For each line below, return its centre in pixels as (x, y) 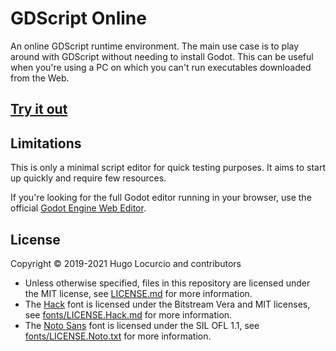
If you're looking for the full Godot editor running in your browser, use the (161, 198)
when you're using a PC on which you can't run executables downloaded (161, 67)
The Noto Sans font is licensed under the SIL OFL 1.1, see (142, 325)
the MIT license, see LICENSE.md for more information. (138, 293)
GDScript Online (78, 18)
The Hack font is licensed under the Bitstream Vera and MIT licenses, (167, 304)
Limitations (46, 143)
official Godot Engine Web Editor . (78, 208)
